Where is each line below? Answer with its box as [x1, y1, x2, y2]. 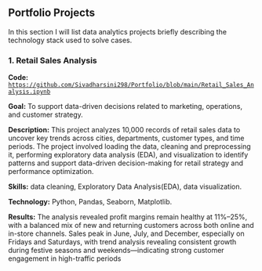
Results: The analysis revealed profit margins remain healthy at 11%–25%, [8, 212, 248, 222]
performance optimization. [8, 167, 94, 176]
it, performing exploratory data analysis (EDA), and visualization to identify [8, 150, 249, 160]
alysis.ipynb [8, 88, 51, 96]
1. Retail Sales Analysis [8, 55, 98, 66]
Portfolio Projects [8, 6, 96, 20]
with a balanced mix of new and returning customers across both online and [8, 221, 254, 230]
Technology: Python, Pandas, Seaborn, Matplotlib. [8, 197, 173, 207]
